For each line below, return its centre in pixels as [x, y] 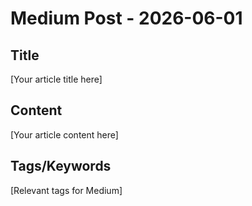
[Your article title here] [56, 79]
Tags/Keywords [61, 166]
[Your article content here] [64, 134]
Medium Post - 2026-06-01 [126, 18]
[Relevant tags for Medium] [66, 190]
